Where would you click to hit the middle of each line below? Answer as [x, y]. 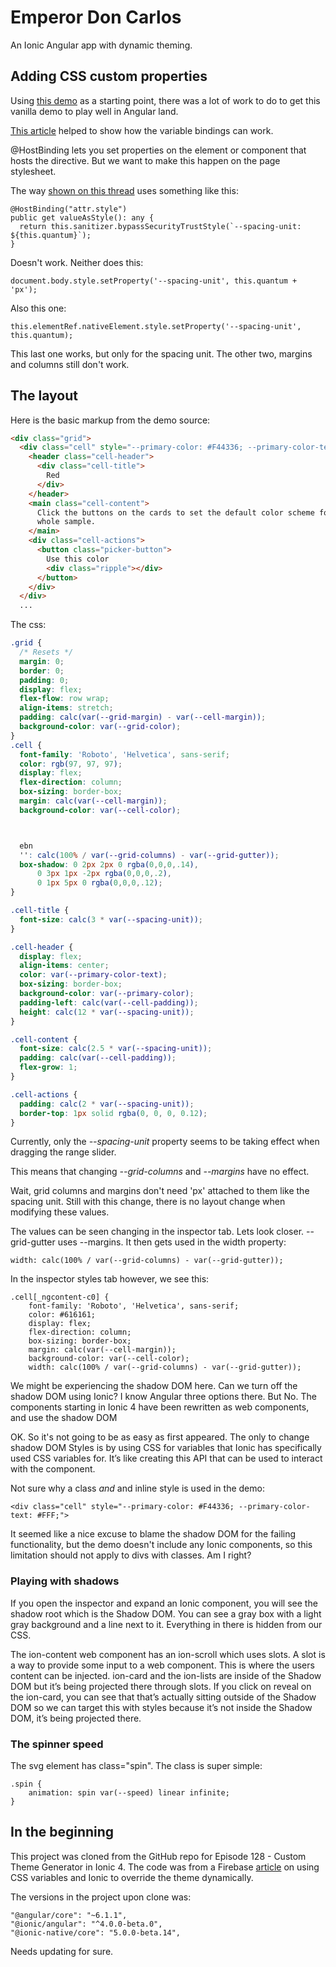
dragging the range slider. [63, 1152]
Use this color [78, 559]
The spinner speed [57, 1744]
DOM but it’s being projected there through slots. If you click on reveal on [161, 1686]
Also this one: [38, 308]
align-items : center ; [64, 966]
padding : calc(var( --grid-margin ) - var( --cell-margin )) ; [143, 717]
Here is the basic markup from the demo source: [110, 420]
